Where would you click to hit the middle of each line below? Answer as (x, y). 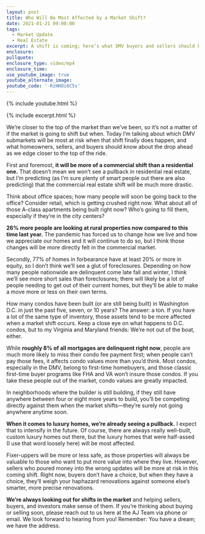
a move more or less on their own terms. (57, 292)
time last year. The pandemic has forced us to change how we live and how (102, 234)
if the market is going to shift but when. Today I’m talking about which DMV (101, 133)
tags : (13, 29)
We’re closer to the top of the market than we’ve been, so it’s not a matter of (102, 127)
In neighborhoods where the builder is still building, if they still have (91, 392)
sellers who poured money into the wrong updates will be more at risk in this (102, 468)
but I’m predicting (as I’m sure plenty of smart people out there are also (96, 178)
